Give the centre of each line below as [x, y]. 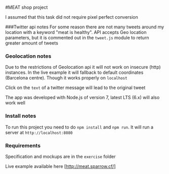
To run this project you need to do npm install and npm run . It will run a [79, 127]
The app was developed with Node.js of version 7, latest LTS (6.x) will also [82, 98]
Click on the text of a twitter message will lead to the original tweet [75, 88]
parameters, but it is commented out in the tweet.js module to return [77, 38]
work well [15, 103]
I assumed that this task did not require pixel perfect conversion [72, 17]
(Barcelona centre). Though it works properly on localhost [66, 78]
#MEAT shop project [27, 7]
